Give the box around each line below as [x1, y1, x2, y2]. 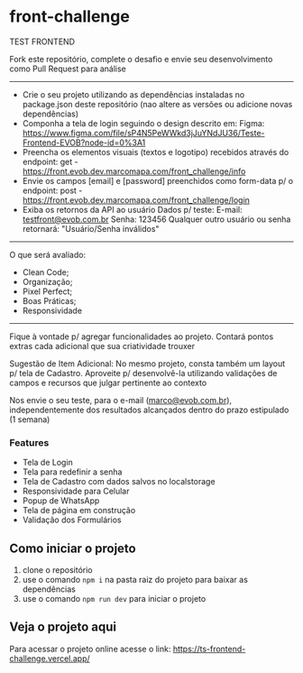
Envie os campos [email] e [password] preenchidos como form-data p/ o [22, 175, 294, 186]
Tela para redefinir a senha [22, 466, 123, 477]
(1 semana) [9, 413, 50, 425]
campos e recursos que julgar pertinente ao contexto [9, 377, 207, 388]
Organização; [22, 276, 73, 287]
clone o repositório [22, 565, 93, 576]
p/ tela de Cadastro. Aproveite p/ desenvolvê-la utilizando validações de [9, 367, 278, 378]
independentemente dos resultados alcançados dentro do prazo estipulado [9, 404, 289, 415]
